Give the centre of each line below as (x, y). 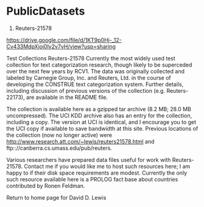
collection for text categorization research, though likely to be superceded (99, 65)
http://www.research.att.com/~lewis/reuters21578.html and (80, 141)
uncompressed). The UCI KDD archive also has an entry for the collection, (99, 115)
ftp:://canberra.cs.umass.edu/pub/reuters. (59, 148)
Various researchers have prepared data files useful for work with (89, 159)
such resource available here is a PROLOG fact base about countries (92, 179)
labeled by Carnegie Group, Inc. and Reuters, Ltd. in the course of (89, 78)
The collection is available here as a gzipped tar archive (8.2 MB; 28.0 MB (99, 109)
